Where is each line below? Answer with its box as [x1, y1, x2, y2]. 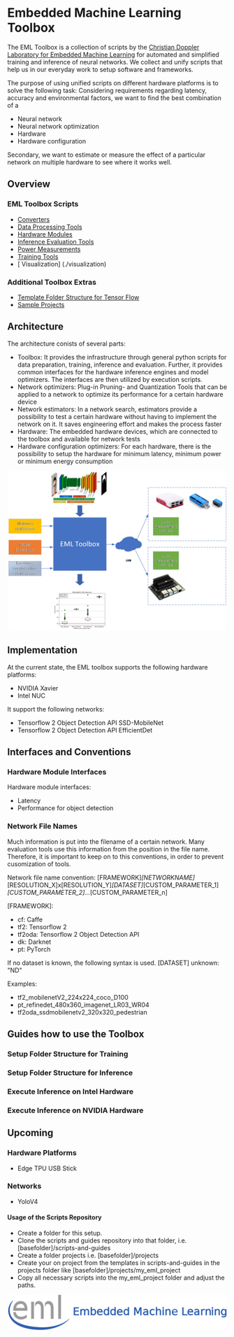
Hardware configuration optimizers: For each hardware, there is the [17, 442, 212, 451]
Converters [17, 215, 50, 223]
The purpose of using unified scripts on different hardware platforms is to [7, 78, 219, 87]
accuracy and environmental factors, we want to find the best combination [7, 93, 221, 102]
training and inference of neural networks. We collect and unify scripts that [7, 57, 223, 66]
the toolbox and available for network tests [17, 434, 141, 443]
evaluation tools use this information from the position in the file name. [7, 844, 210, 853]
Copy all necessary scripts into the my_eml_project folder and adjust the [17, 1273, 225, 1282]
